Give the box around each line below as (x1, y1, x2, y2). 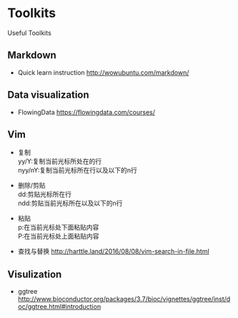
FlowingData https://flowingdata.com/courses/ (17, 108, 156, 116)
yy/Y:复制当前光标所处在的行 (17, 157, 102, 165)
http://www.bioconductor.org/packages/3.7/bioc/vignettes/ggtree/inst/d (17, 294, 231, 304)
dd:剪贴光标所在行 (17, 190, 71, 199)
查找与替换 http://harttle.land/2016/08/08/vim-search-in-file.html (17, 247, 209, 256)
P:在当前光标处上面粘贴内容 (17, 232, 99, 240)
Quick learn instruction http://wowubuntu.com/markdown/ (17, 68, 189, 76)
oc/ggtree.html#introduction (17, 302, 101, 311)
